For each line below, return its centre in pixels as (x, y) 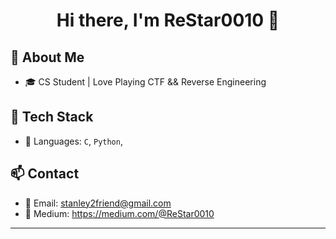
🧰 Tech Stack (52, 117)
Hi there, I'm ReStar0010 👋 (168, 20)
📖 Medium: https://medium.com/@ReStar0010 (119, 213)
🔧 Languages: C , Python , (73, 141)
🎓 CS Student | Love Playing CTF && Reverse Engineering (145, 82)
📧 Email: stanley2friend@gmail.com (98, 203)
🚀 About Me (47, 57)
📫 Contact (45, 174)
